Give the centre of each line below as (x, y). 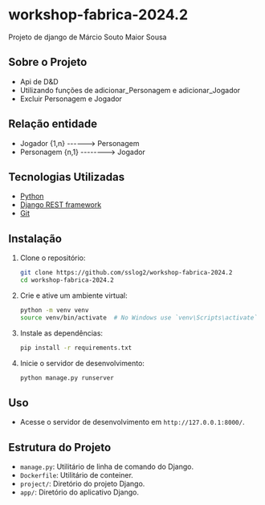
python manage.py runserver (67, 378)
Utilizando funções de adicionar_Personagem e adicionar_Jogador (130, 90)
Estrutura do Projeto (60, 447)
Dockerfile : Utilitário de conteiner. (77, 475)
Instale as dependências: (61, 333)
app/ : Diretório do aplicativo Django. (79, 492)
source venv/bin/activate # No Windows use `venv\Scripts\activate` (139, 318)
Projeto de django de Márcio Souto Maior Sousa (88, 37)
